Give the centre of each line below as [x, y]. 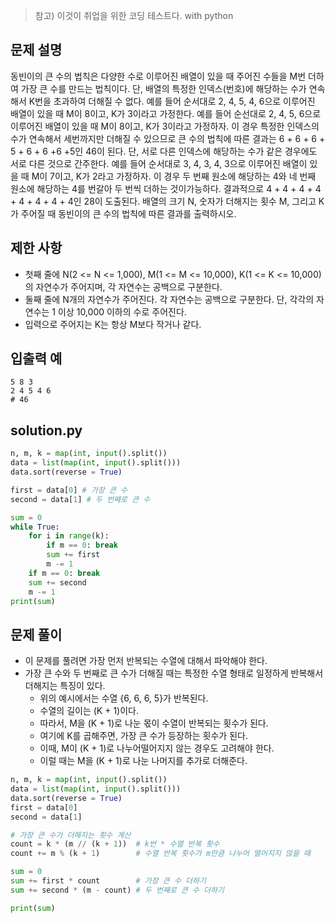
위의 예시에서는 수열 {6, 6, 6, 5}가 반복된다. [124, 698]
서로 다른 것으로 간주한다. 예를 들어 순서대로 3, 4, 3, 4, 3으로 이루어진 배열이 [159, 163]
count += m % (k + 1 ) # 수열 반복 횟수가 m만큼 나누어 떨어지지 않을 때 [160, 854]
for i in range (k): [69, 536]
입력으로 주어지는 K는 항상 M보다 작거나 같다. [113, 324]
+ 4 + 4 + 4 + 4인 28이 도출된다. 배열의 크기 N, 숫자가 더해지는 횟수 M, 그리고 [163, 201]
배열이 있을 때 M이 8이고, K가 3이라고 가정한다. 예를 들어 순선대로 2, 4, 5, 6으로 [166, 113]
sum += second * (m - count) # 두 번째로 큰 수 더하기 [117, 890]
